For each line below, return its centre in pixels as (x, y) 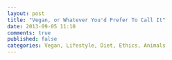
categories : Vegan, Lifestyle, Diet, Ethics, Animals (87, 46)
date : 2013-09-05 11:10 (42, 26)
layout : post (26, 13)
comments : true (29, 33)
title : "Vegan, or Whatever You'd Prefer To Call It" (87, 20)
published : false (32, 39)
